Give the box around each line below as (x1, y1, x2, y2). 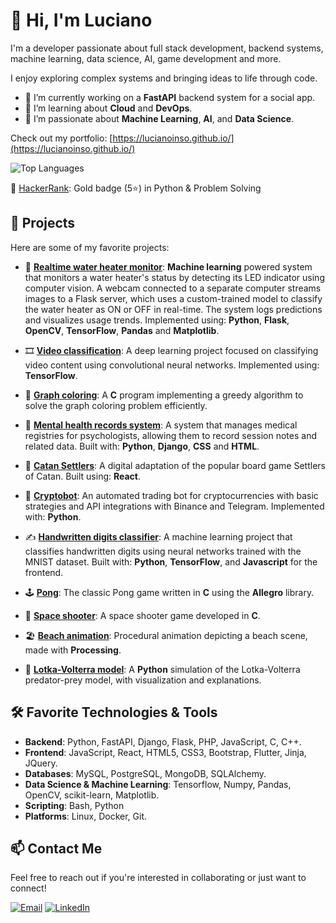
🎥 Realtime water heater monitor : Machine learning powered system (24, 260, 313, 273)
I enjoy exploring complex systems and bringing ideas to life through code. (10, 72, 318, 84)
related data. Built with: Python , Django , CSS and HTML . (24, 440, 260, 452)
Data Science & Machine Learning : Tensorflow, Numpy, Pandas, (24, 778, 292, 790)
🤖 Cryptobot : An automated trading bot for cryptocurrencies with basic (24, 489, 319, 501)
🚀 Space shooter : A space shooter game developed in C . (24, 609, 261, 621)
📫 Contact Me (10, 840, 103, 857)
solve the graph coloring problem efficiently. (24, 399, 208, 411)
